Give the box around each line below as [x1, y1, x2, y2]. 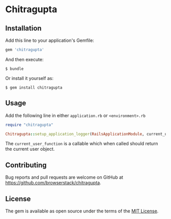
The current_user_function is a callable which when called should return [5, 141, 158, 147]
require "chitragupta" [5, 122, 53, 127]
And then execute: [5, 56, 44, 62]
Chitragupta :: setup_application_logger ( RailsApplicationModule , [5, 131, 145, 136]
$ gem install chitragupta [5, 85, 63, 90]
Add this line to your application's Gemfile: [5, 37, 94, 43]
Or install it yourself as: [5, 75, 53, 81]
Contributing [5, 160, 47, 169]
